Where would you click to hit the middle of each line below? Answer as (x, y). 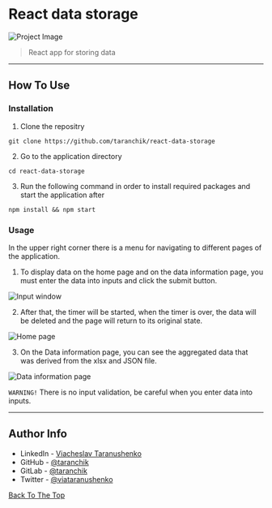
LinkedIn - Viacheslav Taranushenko (81, 453)
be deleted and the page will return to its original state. (111, 321)
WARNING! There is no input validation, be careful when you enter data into (131, 392)
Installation (31, 109)
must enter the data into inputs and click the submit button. (119, 280)
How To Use (39, 86)
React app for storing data (72, 52)
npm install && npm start (52, 209)
